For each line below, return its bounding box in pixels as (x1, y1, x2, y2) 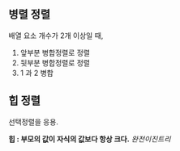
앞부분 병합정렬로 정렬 (19, 48, 91, 57)
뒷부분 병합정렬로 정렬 (19, 57, 91, 67)
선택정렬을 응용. (8, 116, 59, 127)
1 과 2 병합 (19, 68, 54, 78)
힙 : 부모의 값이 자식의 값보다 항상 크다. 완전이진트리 (8, 134, 171, 144)
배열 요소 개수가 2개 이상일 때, (8, 31, 104, 40)
